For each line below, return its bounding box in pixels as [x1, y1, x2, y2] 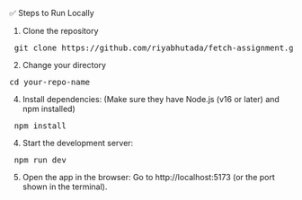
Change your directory [22, 60, 106, 70]
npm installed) [22, 103, 76, 114]
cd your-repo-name [9, 77, 91, 87]
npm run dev [13, 155, 67, 165]
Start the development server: [22, 138, 134, 148]
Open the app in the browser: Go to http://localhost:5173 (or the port [22, 172, 276, 182]
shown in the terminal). [22, 181, 108, 192]
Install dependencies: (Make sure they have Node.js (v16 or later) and [22, 94, 280, 104]
